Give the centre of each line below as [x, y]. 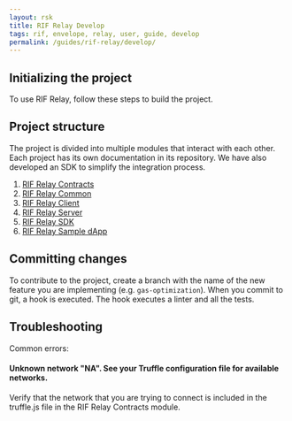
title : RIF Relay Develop [57, 26]
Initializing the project [71, 77]
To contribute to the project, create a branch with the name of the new [137, 280]
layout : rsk [31, 17]
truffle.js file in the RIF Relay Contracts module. [95, 407]
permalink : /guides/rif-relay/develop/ [83, 42]
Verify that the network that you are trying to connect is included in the [138, 397]
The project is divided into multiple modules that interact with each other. [142, 148]
